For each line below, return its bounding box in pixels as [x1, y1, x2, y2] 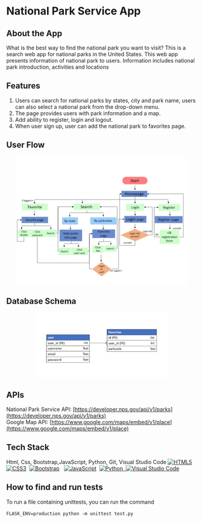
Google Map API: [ [6, 419, 52, 426]
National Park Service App [6, 4, 141, 18]
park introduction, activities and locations [6, 63, 109, 70]
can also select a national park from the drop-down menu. [14, 103, 160, 110]
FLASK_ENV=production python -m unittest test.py [6, 510, 134, 516]
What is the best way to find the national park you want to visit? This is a [6, 44, 186, 51]
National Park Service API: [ [6, 406, 75, 413]
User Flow [6, 140, 45, 150]
